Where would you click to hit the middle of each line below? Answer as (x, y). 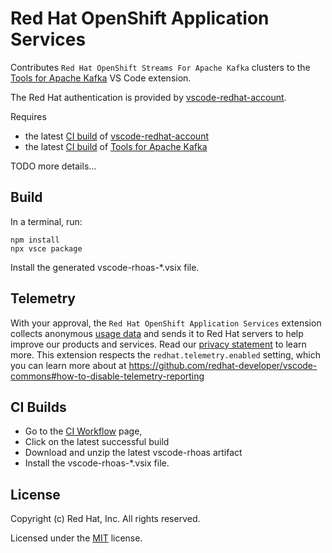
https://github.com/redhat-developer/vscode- (223, 365)
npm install (35, 240)
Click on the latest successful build (97, 442)
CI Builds (38, 407)
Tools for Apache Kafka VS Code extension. (101, 78)
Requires (28, 116)
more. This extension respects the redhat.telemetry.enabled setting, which (166, 354)
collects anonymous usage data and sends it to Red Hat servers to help (157, 333)
